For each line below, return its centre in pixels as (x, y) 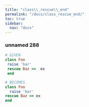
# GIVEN (13, 55)
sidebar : (14, 23)
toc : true (15, 19)
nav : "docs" (22, 28)
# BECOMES (15, 82)
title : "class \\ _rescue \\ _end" (37, 10)
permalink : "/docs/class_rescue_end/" (45, 14)
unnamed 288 (22, 45)
